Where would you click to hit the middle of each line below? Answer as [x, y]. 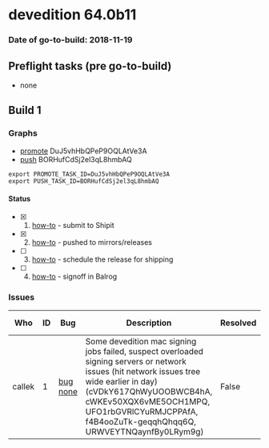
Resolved [238, 323]
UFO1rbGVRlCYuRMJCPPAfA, [142, 412]
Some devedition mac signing [141, 341]
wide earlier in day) [121, 381]
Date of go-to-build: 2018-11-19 [70, 40]
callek [24, 387]
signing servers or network [136, 361]
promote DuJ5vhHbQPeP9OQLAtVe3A [83, 151]
